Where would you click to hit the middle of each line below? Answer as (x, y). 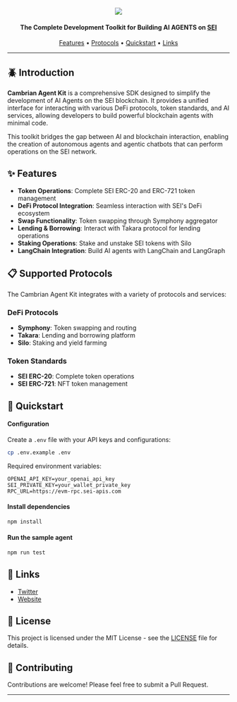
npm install (25, 522)
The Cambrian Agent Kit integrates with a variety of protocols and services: (117, 294)
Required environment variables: (55, 466)
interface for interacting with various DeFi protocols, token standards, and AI (119, 108)
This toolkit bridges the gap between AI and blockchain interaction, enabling (118, 137)
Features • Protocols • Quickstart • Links (119, 43)
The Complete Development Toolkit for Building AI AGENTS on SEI (119, 27)
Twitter (28, 591)
